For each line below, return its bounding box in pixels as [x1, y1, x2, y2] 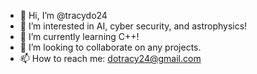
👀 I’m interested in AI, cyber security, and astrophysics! [19, 20, 248, 32]
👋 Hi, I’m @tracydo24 [19, 10, 108, 21]
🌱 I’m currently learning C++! [19, 31, 140, 42]
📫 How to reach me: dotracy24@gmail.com [19, 53, 202, 64]
